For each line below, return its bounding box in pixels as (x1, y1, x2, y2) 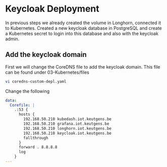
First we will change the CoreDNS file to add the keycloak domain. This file (5, 64, 160, 70)
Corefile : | (10, 102, 35, 107)
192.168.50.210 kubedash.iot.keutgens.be (23, 117, 112, 122)
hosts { (18, 112, 35, 117)
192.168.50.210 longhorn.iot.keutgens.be (23, 126, 112, 131)
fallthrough (23, 135, 49, 140)
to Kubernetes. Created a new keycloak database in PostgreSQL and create (5, 25, 162, 31)
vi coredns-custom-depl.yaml (5, 79, 67, 84)
